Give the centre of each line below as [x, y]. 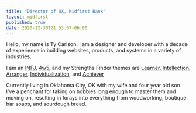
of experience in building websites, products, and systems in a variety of [94, 51]
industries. [19, 57]
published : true [26, 22]
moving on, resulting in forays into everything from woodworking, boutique [96, 98]
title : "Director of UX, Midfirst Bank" [56, 11]
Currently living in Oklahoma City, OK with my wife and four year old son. [94, 86]
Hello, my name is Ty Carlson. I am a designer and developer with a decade [97, 44]
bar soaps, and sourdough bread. [46, 104]
